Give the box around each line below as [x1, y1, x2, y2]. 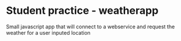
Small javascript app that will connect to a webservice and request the [6, 23, 175, 30]
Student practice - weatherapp [6, 4, 159, 17]
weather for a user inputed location [6, 29, 90, 36]
